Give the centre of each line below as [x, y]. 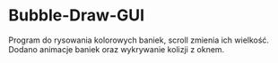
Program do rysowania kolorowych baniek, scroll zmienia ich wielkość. [139, 40]
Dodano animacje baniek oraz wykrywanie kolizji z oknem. [117, 49]
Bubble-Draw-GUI [77, 16]
